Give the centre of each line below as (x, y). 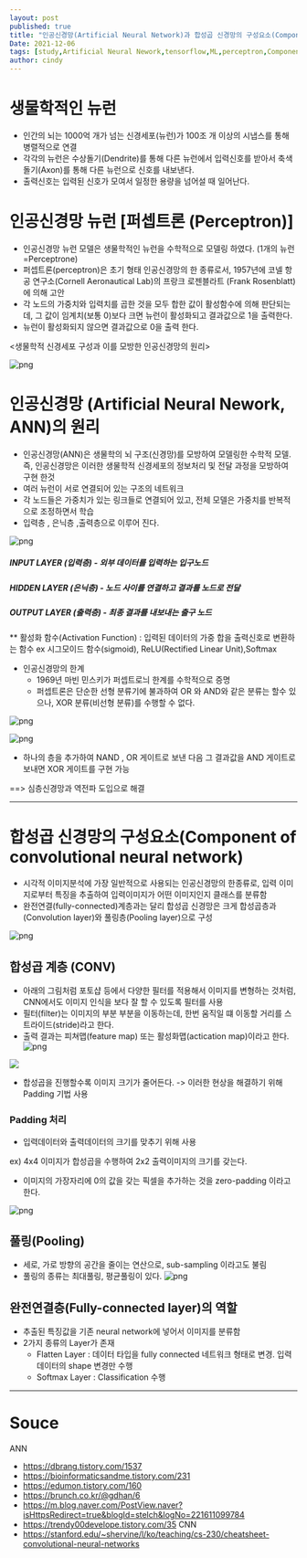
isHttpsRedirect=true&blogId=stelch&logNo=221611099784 (133, 1515)
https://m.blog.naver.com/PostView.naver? (103, 1505)
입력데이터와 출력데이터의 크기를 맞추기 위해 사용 (109, 1141)
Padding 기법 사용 (55, 1094)
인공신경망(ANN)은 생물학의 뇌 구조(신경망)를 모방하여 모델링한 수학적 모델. (157, 454)
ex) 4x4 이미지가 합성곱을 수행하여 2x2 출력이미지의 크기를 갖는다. (128, 1161)
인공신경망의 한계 (53, 668)
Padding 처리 (38, 1120)
